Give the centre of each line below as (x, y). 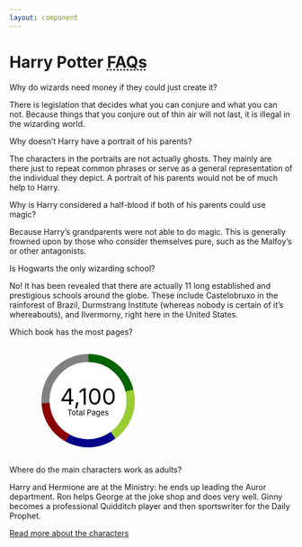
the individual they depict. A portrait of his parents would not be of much (144, 177)
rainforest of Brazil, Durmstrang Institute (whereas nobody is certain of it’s (147, 305)
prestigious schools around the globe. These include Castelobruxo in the (144, 295)
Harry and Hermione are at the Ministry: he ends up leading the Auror (138, 487)
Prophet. (25, 516)
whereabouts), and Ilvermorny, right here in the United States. (124, 314)
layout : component (44, 18)
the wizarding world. (47, 123)
